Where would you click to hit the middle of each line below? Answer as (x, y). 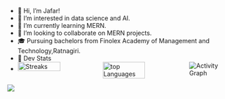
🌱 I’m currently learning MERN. (62, 25)
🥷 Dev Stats (34, 58)
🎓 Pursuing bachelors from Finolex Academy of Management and (114, 41)
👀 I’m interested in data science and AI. (74, 18)
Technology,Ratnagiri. (49, 51)
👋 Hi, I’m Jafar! (39, 11)
